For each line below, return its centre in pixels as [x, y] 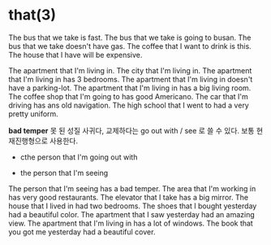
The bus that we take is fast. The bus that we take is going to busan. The [130, 37]
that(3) [32, 15]
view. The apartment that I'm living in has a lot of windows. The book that [131, 223]
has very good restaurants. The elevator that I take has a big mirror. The [129, 197]
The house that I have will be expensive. [75, 55]
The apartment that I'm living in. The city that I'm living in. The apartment [130, 70]
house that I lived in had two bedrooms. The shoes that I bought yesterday [133, 206]
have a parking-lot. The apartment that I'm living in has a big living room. [130, 88]
